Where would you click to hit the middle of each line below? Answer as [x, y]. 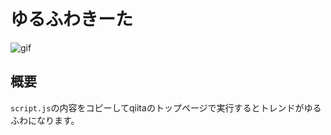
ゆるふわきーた [72, 19]
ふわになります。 [45, 120]
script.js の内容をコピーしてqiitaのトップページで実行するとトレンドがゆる [166, 107]
